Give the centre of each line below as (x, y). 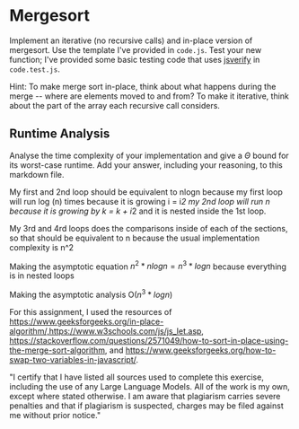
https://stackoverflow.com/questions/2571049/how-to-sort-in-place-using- (149, 341)
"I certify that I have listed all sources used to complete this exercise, (137, 377)
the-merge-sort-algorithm (57, 350)
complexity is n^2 (42, 247)
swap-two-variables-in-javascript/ (73, 360)
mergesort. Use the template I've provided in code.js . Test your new (136, 49)
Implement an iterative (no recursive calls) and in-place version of (131, 40)
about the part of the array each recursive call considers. (114, 105)
